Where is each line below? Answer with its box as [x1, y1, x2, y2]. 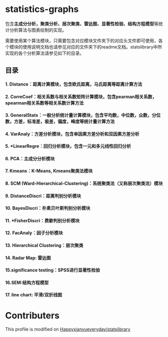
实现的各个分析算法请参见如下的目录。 [5, 50, 84, 56]
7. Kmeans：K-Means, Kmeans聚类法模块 [5, 168, 93, 174]
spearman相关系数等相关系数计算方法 [5, 100, 84, 106]
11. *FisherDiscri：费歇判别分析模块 [5, 217, 80, 223]
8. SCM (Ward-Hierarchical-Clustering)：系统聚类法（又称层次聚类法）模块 [5, 180, 163, 186]
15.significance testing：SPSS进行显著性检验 [5, 267, 100, 273]
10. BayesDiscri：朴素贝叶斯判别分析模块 [5, 205, 90, 211]
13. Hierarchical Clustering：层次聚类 [5, 242, 83, 248]
